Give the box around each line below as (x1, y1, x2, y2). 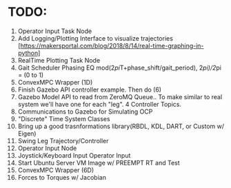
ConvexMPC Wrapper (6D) (17, 166, 94, 174)
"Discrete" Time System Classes (17, 114, 110, 123)
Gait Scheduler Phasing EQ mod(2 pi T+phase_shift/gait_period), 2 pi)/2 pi (17, 63, 221, 72)
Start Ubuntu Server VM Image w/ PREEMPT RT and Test (17, 158, 180, 167)
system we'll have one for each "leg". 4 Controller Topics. (17, 100, 182, 108)
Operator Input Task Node (17, 27, 92, 35)
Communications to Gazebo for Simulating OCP (17, 107, 153, 116)
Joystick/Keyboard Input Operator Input (17, 151, 131, 159)
